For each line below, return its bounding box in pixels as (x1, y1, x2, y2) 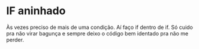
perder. (6, 36, 24, 43)
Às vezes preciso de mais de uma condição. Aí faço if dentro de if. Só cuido (6, 24, 194, 31)
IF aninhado (6, 4, 66, 18)
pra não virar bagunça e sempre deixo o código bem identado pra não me (6, 30, 189, 37)
